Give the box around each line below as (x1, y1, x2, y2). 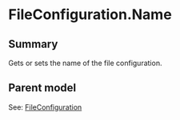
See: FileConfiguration (8, 102, 82, 112)
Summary (8, 37, 58, 51)
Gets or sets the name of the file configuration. (8, 58, 162, 68)
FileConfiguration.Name (8, 6, 172, 24)
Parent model (8, 81, 77, 95)
